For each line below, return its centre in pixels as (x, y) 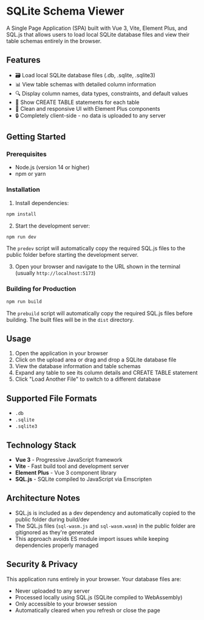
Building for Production (41, 289)
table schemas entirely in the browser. (54, 41)
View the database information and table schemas (78, 366)
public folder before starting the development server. (72, 255)
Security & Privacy (42, 564)
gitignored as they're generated (55, 532)
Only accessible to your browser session (66, 604)
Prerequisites (26, 155)
